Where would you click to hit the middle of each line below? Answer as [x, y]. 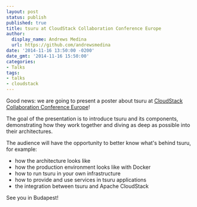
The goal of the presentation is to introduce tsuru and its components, [92, 119]
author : [16, 34]
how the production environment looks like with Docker [83, 167]
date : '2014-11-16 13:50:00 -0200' [50, 51]
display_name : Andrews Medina [49, 39]
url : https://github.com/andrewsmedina [61, 45]
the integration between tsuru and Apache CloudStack [82, 186]
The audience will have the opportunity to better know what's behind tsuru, [98, 143]
